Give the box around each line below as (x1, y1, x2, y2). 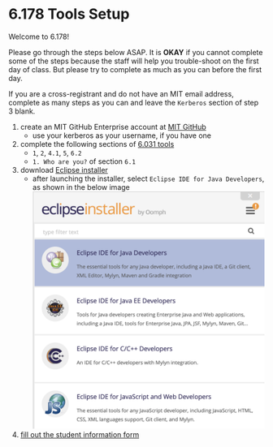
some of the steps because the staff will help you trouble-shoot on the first (8, 56, 259, 66)
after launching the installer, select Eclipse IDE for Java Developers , (32, 174, 265, 183)
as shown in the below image (32, 182, 130, 191)
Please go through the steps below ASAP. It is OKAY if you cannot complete (8, 47, 263, 57)
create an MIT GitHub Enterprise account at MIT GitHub (19, 122, 206, 131)
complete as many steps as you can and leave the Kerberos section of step (8, 97, 259, 107)
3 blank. (8, 106, 36, 116)
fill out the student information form (19, 430, 140, 440)
